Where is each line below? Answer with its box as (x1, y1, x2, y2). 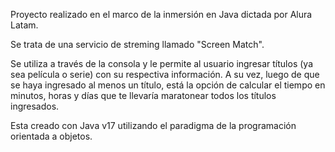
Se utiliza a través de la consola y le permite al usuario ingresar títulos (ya (10, 58, 313, 69)
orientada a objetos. (10, 130, 93, 142)
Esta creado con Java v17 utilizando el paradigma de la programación (10, 120, 297, 131)
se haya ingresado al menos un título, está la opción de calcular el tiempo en (10, 79, 326, 91)
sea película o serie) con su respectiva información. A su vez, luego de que (10, 69, 320, 80)
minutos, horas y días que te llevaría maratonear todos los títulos (10, 90, 277, 101)
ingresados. (10, 100, 60, 112)
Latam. (10, 19, 39, 31)
